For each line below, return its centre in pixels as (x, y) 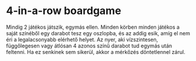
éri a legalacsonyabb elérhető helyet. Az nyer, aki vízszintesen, (82, 39)
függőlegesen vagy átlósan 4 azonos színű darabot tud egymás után (89, 46)
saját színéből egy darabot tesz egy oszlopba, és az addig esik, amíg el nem (98, 33)
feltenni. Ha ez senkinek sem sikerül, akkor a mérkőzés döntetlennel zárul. (96, 52)
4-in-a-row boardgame (64, 11)
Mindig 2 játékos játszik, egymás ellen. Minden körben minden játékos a (93, 27)
